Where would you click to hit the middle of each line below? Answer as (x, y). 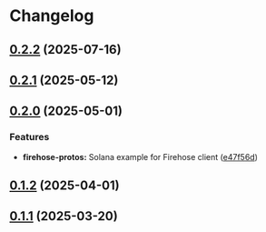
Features (30, 137)
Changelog (52, 16)
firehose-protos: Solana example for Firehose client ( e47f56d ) (140, 156)
